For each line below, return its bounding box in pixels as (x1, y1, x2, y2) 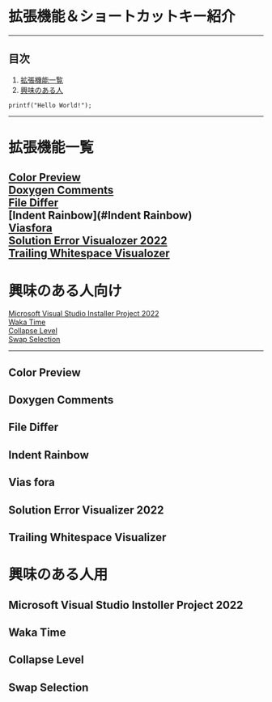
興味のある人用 (8, 565, 108, 584)
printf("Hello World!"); (8, 101, 92, 109)
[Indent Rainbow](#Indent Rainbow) (8, 209, 193, 222)
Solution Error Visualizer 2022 (8, 503, 164, 517)
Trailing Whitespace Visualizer (8, 531, 167, 544)
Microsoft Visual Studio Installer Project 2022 (8, 309, 159, 319)
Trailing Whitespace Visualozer (8, 247, 170, 260)
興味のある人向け (8, 281, 123, 300)
